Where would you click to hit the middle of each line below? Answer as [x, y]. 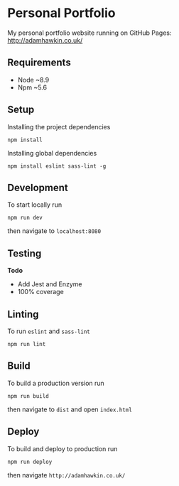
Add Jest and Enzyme [50, 284]
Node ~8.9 [33, 80]
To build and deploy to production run [63, 448]
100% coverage [40, 292]
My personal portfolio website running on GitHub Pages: [89, 33]
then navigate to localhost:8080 [54, 231]
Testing [25, 253]
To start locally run [35, 205]
